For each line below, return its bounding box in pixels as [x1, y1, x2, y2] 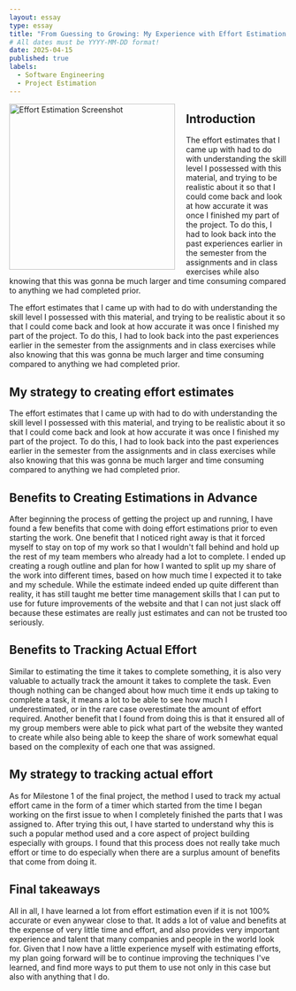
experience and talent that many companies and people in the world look [9, 933, 275, 944]
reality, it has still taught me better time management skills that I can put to [9, 589, 280, 600]
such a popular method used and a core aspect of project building [9, 828, 250, 839]
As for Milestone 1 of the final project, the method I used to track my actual [9, 790, 281, 801]
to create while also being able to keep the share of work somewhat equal [9, 732, 278, 742]
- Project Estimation [17, 79, 97, 88]
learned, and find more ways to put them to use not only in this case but [9, 962, 271, 972]
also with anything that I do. [9, 971, 110, 982]
